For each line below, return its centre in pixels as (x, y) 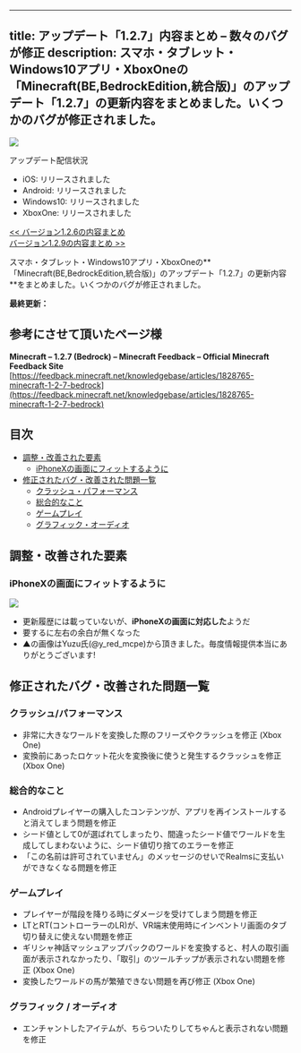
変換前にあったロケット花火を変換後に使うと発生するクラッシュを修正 (152, 755)
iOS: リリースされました (66, 179)
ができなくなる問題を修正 (69, 868)
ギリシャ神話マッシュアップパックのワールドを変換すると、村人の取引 (151, 948)
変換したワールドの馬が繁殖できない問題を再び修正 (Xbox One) (138, 981)
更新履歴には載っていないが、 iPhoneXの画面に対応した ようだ (136, 621)
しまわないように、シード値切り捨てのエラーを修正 (140, 845)
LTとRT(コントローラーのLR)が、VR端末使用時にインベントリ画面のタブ (154, 925)
